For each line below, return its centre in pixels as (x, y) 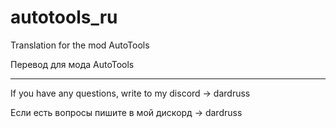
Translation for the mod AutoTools (80, 45)
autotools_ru (64, 17)
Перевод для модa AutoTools (72, 64)
